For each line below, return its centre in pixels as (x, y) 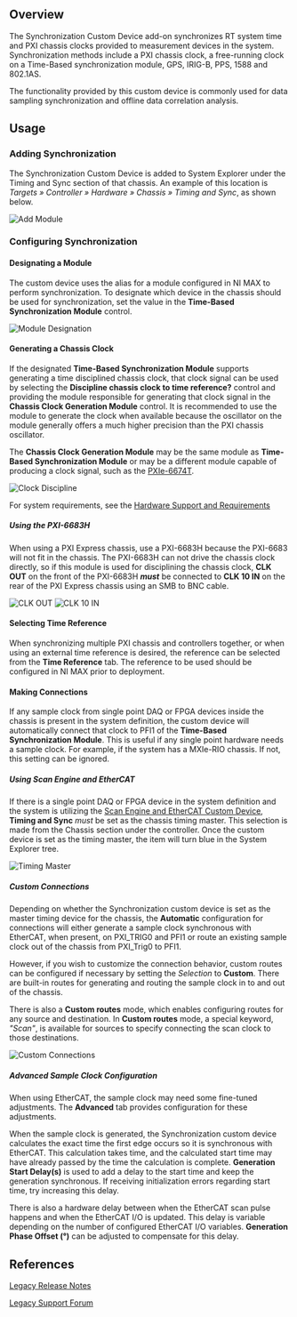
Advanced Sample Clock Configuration (84, 1075)
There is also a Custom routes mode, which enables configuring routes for (146, 1009)
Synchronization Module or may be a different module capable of (156, 461)
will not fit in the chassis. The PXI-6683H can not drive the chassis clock (142, 557)
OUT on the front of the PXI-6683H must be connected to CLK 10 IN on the (148, 576)
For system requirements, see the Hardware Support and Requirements (140, 505)
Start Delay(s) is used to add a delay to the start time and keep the (132, 1172)
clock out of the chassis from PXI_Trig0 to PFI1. (96, 947)
